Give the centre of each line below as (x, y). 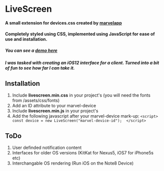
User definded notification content (47, 147)
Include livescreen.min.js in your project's (55, 111)
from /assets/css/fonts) (36, 100)
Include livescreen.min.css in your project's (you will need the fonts (81, 95)
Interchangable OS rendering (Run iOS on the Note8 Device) (73, 163)
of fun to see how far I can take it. (40, 68)
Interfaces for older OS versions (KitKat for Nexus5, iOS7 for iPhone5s (83, 152)
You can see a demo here (31, 50)
